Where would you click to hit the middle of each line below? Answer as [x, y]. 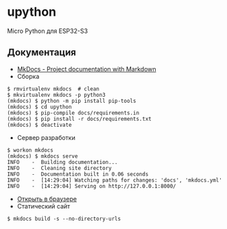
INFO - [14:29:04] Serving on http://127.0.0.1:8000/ [92, 186]
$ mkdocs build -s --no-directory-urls [64, 219]
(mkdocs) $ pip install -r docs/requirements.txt [80, 119]
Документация [42, 52]
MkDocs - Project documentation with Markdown [86, 69]
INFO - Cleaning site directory [59, 168]
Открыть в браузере [47, 199]
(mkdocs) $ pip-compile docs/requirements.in [73, 113]
